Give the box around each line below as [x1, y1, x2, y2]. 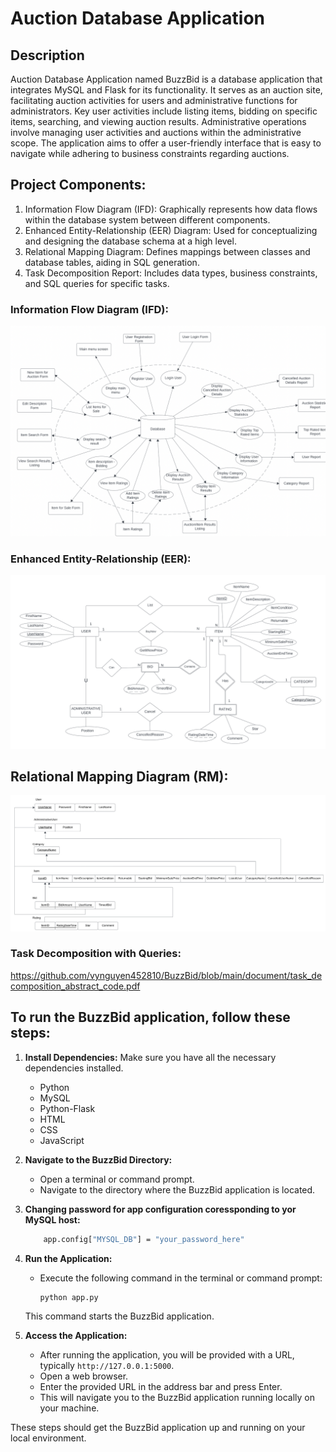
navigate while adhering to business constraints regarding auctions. [10, 148, 290, 159]
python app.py [39, 1292, 99, 1302]
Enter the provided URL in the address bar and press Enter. [39, 1381, 283, 1393]
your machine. [39, 1402, 100, 1414]
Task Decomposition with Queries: [10, 947, 182, 961]
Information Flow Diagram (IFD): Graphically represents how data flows [24, 203, 318, 215]
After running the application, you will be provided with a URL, [39, 1349, 295, 1361]
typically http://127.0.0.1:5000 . [39, 1360, 175, 1372]
